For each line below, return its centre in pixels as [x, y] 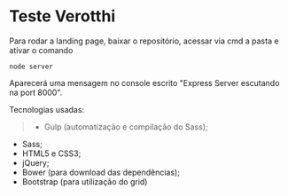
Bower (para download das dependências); [101, 172]
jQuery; [35, 162]
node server [31, 67]
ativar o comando [41, 50]
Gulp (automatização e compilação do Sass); [126, 127]
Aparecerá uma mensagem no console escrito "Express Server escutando [144, 82]
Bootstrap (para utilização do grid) [85, 181]
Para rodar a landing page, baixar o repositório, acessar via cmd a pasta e [144, 41]
